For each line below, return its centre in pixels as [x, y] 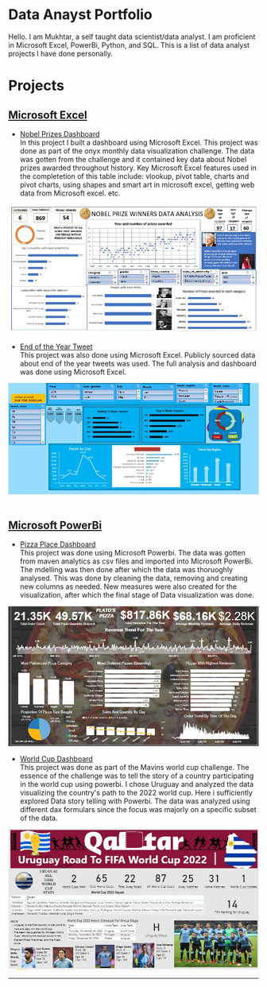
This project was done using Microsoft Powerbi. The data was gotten [133, 552]
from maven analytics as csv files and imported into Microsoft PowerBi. [136, 561]
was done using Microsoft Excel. [73, 372]
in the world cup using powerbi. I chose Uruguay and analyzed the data [137, 784]
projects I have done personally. [61, 53]
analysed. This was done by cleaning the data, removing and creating [133, 578]
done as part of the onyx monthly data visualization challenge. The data [137, 151]
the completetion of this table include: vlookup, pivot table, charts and [134, 176]
